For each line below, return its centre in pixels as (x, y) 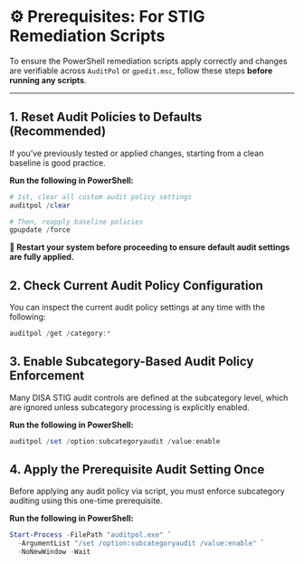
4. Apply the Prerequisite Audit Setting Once (137, 469)
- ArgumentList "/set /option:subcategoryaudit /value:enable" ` (141, 544)
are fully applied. (42, 257)
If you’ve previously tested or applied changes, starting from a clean (137, 153)
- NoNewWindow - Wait (54, 552)
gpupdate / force (40, 230)
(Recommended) (58, 132)
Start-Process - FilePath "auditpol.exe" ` (90, 535)
